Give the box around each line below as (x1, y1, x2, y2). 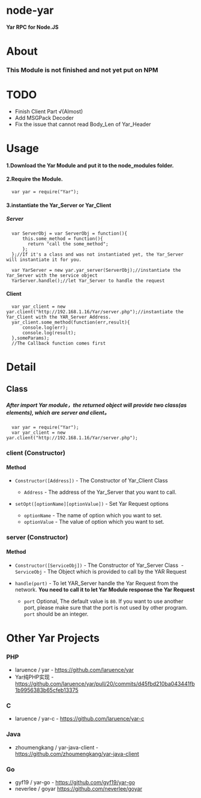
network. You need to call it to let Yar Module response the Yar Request (14, 586, 195, 593)
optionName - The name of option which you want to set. (23, 512, 163, 519)
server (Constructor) (6, 533, 68, 542)
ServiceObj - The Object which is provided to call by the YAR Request (14, 568, 187, 575)
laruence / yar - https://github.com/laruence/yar (14, 667, 134, 674)
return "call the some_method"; (28, 241, 109, 247)
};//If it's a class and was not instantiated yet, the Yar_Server (11, 251, 184, 257)
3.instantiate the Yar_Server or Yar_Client (6, 202, 112, 209)
